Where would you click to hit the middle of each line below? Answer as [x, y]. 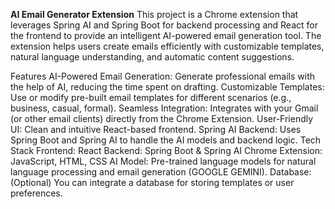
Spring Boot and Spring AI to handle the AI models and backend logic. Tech [166, 140]
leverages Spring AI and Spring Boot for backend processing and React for [164, 25]
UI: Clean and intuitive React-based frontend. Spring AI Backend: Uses [156, 129]
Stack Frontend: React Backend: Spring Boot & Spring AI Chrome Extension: [166, 150]
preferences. [36, 193]
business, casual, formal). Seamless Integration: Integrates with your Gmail [164, 108]
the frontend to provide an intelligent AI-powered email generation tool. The [166, 35]
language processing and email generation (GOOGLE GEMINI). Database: [161, 172]
